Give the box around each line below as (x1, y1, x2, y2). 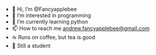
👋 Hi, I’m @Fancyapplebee (11, 6, 77, 12)
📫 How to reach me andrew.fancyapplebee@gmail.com (11, 25, 150, 32)
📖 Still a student (11, 42, 51, 49)
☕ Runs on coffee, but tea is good (11, 34, 96, 41)
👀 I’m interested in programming (11, 12, 91, 19)
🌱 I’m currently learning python (11, 18, 88, 25)
